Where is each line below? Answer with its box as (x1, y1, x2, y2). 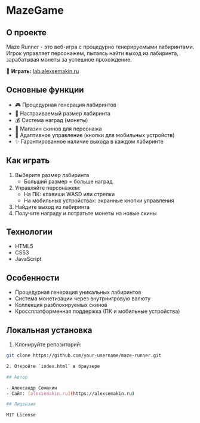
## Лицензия (6, 401, 36, 407)
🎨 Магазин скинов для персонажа (14, 125, 103, 132)
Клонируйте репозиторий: (14, 341, 82, 348)
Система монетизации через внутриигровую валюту (14, 295, 151, 302)
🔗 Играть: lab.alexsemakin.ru (6, 68, 79, 75)
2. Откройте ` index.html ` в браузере (6, 363, 100, 369)
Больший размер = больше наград (23, 178, 113, 185)
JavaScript (14, 255, 42, 263)
